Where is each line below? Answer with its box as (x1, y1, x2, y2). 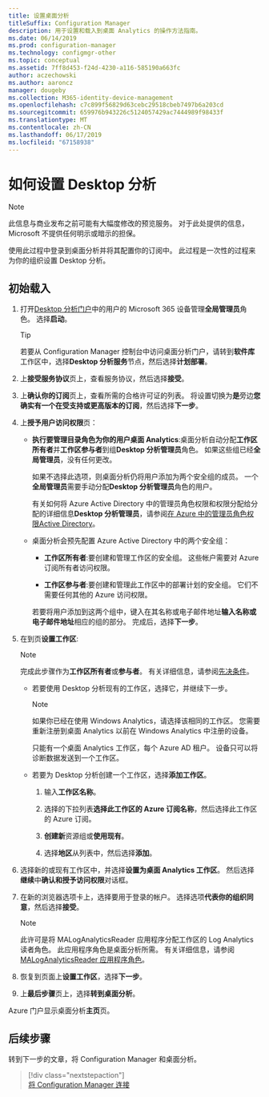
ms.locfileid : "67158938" (8, 138, 94, 147)
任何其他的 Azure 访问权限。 (58, 590, 152, 600)
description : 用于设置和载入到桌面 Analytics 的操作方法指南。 (8, 26, 202, 34)
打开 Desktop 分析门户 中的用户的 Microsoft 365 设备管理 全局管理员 (19, 304, 240, 314)
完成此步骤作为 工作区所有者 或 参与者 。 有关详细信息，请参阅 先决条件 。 (19, 666, 254, 677)
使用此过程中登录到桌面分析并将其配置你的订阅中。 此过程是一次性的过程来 (8, 246, 256, 255)
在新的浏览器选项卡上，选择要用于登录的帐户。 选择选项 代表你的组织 (19, 892, 247, 902)
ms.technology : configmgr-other (8, 49, 116, 57)
